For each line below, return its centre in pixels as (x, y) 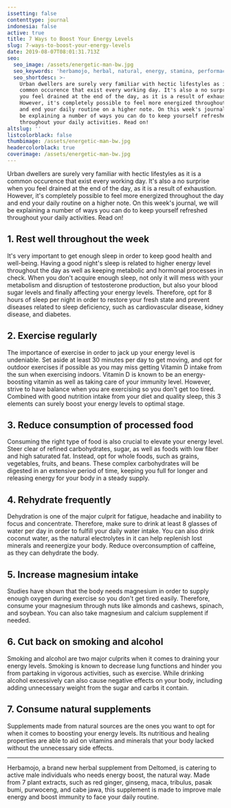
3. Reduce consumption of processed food (100, 425)
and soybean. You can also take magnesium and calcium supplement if (108, 613)
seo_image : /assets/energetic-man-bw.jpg (74, 65)
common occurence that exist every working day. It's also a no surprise (108, 181)
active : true (26, 33)
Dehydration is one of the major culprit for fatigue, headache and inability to (114, 516)
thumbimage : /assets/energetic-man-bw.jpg (69, 142)
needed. (19, 620)
